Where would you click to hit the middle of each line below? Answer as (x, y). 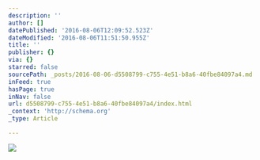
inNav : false (30, 97)
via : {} (21, 60)
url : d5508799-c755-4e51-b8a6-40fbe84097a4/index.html (100, 104)
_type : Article (33, 119)
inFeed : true (30, 82)
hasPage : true (32, 89)
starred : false (33, 67)
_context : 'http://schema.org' (60, 112)
